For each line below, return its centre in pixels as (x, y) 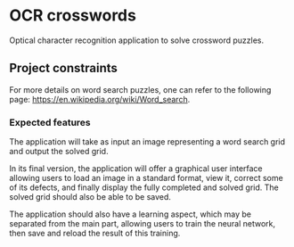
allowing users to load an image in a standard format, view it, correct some (146, 178)
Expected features (50, 122)
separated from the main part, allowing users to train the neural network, (143, 224)
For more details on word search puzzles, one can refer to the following (140, 89)
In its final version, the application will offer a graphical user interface (136, 169)
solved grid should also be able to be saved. (90, 197)
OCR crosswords (73, 16)
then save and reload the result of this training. (95, 234)
